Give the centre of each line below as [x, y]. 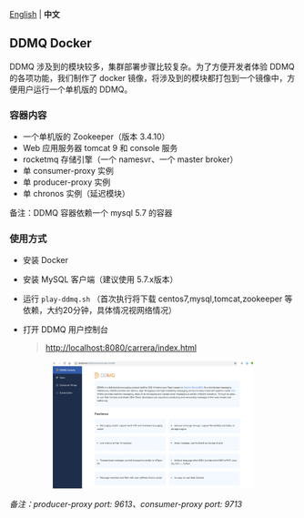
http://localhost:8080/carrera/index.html [121, 348]
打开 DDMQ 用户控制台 [66, 330]
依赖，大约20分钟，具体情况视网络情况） [100, 310]
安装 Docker [46, 260]
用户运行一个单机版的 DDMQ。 [75, 89]
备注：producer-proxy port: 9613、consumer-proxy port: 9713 [126, 504]
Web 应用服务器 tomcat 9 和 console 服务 [100, 148]
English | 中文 [35, 14]
